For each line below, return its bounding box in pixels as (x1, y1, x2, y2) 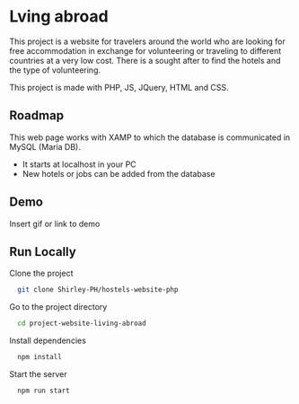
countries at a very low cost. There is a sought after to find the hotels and (9, 55, 281, 66)
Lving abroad (9, 6, 110, 27)
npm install (17, 353, 63, 362)
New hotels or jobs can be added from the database (22, 168, 215, 179)
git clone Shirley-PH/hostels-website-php (17, 285, 179, 294)
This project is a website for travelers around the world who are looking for (9, 36, 286, 47)
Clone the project (9, 268, 74, 279)
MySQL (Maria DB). (9, 141, 81, 152)
